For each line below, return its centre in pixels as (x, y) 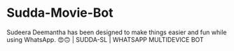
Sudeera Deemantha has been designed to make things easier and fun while (117, 32)
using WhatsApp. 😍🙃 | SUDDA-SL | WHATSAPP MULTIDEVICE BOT (105, 39)
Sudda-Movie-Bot (60, 13)
